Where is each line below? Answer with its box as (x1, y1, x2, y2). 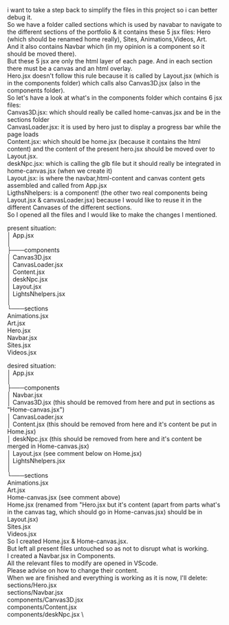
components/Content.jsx (7, 603, 78, 611)
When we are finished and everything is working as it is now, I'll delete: (7, 574, 208, 582)
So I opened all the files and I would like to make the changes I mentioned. (7, 211, 218, 219)
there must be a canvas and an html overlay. (7, 65, 133, 72)
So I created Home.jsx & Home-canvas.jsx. (7, 537, 129, 545)
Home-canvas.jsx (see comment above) (7, 494, 121, 501)
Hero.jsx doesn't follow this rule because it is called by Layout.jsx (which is (7, 72, 219, 80)
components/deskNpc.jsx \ (7, 611, 84, 618)
